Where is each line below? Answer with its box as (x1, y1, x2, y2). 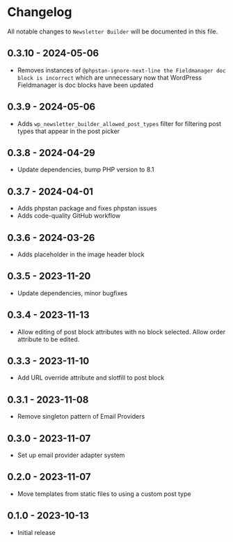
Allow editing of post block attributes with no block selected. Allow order (17, 327, 226, 336)
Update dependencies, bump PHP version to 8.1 (17, 165, 154, 174)
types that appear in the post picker (17, 127, 120, 135)
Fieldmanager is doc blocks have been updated (17, 81, 154, 89)
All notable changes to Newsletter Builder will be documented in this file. (7, 27, 218, 36)
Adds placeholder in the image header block (17, 250, 145, 258)
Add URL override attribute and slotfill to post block (17, 373, 165, 382)
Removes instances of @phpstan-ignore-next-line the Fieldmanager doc (17, 65, 226, 74)
